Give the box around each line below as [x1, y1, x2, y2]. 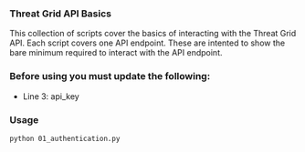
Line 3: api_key [22, 90, 79, 102]
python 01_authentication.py [9, 134, 121, 143]
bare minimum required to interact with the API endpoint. [9, 47, 223, 58]
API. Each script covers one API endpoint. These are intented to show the [9, 37, 286, 48]
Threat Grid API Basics [9, 7, 112, 20]
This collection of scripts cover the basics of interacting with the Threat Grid [9, 28, 297, 39]
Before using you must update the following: [9, 70, 211, 83]
